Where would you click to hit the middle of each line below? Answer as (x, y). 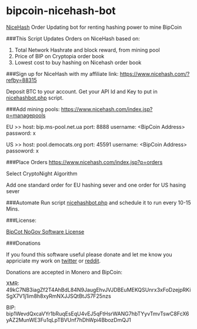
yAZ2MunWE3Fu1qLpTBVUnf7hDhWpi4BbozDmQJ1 (69, 320)
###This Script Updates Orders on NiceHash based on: (73, 38)
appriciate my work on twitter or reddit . (54, 261)
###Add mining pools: (33, 109)
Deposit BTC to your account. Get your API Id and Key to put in (82, 91)
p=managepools (26, 115)
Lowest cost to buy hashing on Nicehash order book (78, 62)
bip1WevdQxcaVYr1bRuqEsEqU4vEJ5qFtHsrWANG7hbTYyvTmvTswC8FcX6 (98, 314)
